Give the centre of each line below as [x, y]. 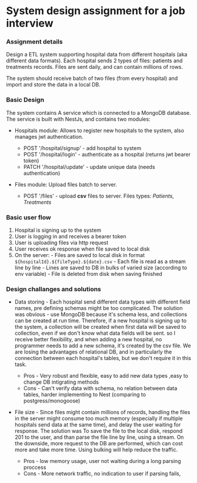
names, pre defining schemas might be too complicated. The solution [99, 308]
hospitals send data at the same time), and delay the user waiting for [98, 425]
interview [30, 23]
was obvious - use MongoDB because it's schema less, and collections [101, 314]
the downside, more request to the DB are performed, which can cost [99, 444]
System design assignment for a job [96, 11]
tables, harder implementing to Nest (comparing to [84, 395]
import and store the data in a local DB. [54, 85]
